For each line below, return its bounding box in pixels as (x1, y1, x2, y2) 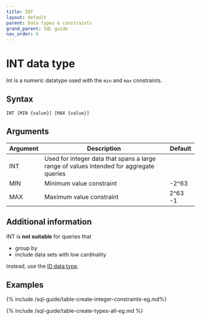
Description (87, 144, 121, 152)
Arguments (6, 127, 50, 137)
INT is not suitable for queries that (6, 232, 92, 240)
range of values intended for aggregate (44, 162, 154, 170)
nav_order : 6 (6, 31, 39, 37)
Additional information (6, 217, 92, 227)
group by (14, 244, 38, 252)
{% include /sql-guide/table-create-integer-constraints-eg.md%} (6, 295, 167, 303)
